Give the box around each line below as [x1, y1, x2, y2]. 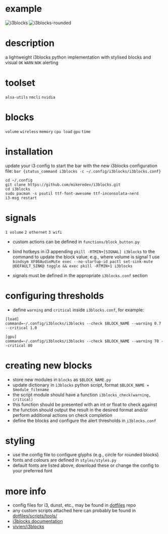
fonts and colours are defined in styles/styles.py [12, 457, 117, 463]
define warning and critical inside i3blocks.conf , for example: [12, 306, 144, 313]
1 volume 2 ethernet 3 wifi [5, 230, 62, 235]
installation [5, 146, 53, 157]
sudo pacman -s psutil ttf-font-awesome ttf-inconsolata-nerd [5, 191, 139, 196]
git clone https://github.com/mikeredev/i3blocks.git [5, 182, 121, 187]
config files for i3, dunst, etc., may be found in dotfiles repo [12, 502, 136, 508]
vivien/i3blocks [12, 523, 44, 530]
